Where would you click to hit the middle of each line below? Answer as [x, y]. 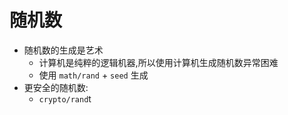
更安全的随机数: [56, 87]
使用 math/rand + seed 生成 [93, 75]
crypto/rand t [65, 98]
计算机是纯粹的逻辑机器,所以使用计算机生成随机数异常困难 [158, 62]
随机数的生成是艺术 [63, 50]
